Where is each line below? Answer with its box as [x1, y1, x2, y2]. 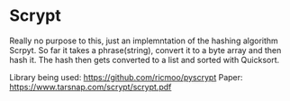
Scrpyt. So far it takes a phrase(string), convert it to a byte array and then [9, 44, 282, 55]
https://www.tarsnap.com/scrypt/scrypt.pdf [9, 81, 172, 92]
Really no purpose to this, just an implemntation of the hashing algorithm [9, 35, 279, 46]
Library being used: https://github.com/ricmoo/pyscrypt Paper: [9, 71, 243, 82]
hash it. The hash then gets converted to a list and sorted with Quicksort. [9, 54, 280, 65]
